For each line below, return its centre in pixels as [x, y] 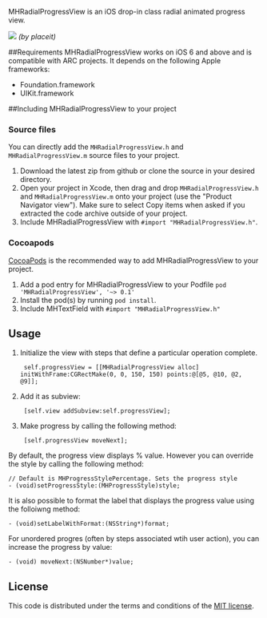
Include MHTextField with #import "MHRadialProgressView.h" [120, 309]
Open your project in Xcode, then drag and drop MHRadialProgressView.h [139, 188]
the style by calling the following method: [76, 464]
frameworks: [29, 69]
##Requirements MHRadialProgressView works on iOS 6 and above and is [130, 52]
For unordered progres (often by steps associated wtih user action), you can [134, 539]
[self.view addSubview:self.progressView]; [97, 411]
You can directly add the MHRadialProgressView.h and [96, 147]
